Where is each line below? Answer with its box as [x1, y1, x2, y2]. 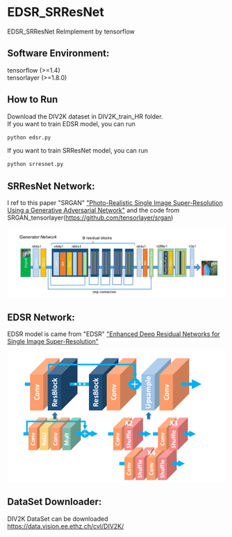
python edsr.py [7, 134, 51, 141]
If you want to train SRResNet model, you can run [7, 146, 148, 155]
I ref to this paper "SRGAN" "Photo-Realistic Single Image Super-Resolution [7, 199, 224, 207]
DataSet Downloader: [7, 496, 102, 508]
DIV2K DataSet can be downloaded [7, 514, 108, 523]
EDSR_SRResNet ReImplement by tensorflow [7, 27, 135, 36]
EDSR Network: [7, 311, 75, 323]
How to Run [7, 93, 58, 105]
